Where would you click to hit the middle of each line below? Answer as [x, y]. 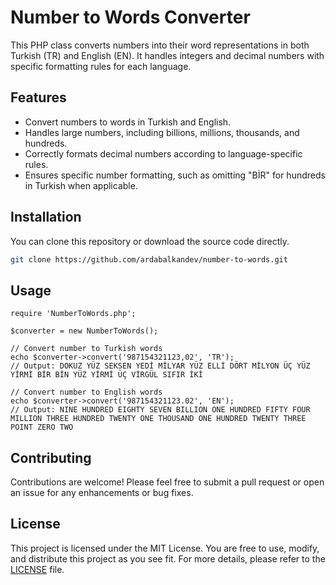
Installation [46, 217]
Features [38, 97]
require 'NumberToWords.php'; [73, 314]
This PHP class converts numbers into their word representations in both [160, 45]
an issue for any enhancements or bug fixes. [102, 493]
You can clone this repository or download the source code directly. [150, 241]
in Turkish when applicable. [81, 185]
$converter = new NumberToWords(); [84, 331]
